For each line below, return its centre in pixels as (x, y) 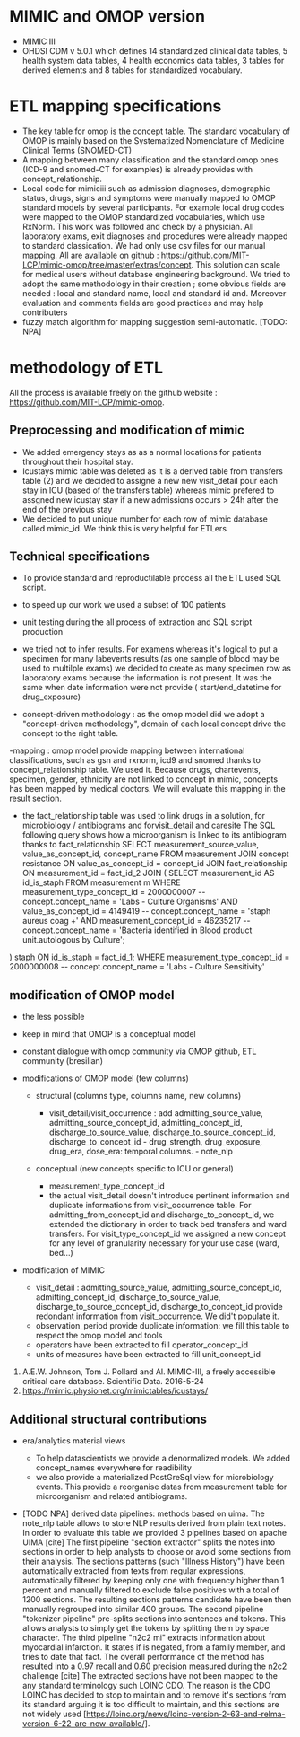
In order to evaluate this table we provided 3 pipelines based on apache (154, 1533)
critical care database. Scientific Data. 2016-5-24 (113, 1382)
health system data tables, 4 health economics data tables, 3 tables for (153, 60)
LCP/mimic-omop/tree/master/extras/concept (107, 264)
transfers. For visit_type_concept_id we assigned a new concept (167, 1234)
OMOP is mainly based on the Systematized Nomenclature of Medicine (153, 140)
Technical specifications (80, 557)
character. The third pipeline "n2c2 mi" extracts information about (144, 1638)
